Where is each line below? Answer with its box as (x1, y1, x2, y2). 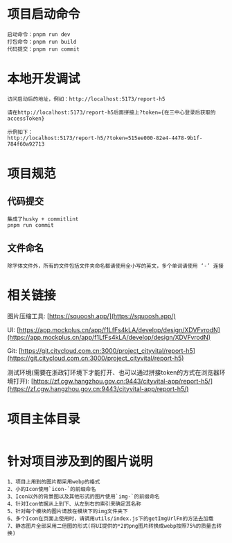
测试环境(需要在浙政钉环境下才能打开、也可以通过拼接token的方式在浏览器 (7, 368, 220, 377)
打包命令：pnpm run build (7, 38, 77, 45)
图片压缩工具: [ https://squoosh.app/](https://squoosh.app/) (7, 311, 177, 320)
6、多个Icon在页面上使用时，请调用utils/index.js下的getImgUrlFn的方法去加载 (7, 515, 214, 522)
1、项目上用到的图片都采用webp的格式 (7, 478, 100, 485)
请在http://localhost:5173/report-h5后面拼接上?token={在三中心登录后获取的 (7, 109, 216, 116)
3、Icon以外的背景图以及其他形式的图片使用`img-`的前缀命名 (7, 493, 161, 500)
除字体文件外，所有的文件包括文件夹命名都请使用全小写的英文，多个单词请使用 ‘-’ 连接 (7, 262, 224, 269)
